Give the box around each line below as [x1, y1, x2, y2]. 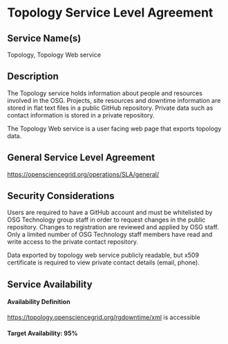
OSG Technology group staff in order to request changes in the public [7, 216, 206, 224]
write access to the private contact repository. [7, 238, 139, 246]
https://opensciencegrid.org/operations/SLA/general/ [7, 170, 160, 178]
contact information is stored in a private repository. [7, 111, 155, 119]
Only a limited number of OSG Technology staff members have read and [7, 230, 213, 239]
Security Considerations [7, 190, 115, 202]
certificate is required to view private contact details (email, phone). [7, 258, 200, 267]
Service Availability [7, 278, 93, 290]
